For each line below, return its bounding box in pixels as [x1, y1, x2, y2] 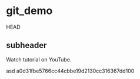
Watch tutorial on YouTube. [6, 56, 72, 63]
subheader [6, 40, 47, 50]
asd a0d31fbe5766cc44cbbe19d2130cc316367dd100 [6, 67, 135, 74]
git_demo [6, 4, 53, 18]
